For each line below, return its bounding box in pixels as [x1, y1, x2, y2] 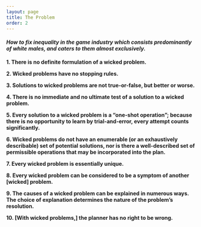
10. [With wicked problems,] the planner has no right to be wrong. [6, 214, 173, 221]
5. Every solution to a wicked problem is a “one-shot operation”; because [6, 111, 193, 118]
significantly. [6, 124, 40, 131]
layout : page [6, 8, 39, 15]
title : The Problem [6, 14, 55, 20]
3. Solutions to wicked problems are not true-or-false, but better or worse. [6, 82, 195, 89]
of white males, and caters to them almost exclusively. [6, 44, 146, 52]
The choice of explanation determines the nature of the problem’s [6, 196, 173, 203]
